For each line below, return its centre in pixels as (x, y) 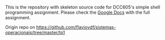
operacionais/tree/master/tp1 (35, 32)
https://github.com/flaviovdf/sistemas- (76, 27)
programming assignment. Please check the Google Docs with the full (77, 12)
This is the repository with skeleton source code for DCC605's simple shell (83, 7)
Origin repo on (20, 27)
